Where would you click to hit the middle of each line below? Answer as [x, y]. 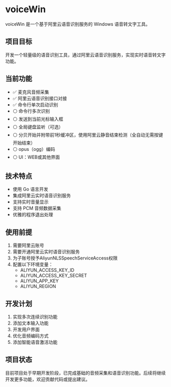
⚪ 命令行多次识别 [31, 111]
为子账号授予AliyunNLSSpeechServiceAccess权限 [65, 258]
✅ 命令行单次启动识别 [35, 105]
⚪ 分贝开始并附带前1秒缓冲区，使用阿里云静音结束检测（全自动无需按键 [88, 135]
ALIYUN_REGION [38, 286]
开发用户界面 [26, 329]
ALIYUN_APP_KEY [39, 281]
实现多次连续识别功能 [35, 317]
